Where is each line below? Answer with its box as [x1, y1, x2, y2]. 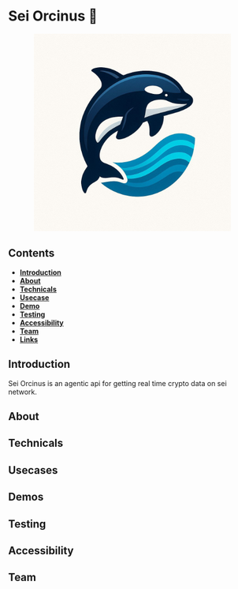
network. [8, 387, 38, 396]
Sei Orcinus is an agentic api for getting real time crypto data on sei [8, 378, 227, 388]
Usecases [8, 463, 58, 477]
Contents [8, 246, 55, 260]
